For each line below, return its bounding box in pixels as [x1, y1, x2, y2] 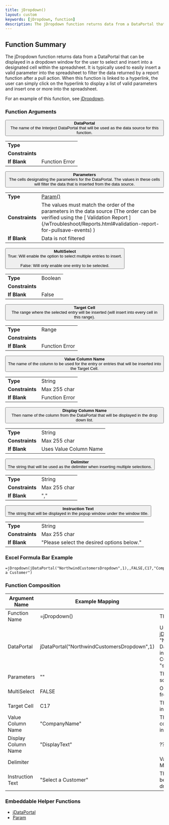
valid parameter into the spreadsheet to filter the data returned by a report [5, 70, 159, 76]
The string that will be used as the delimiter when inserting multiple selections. [8, 464, 152, 470]
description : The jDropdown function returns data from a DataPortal [5, 21, 154, 27]
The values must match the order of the [41, 202, 135, 209]
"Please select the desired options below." [41, 539, 142, 546]
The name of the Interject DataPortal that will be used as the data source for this [10, 125, 159, 131]
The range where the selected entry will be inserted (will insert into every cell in [12, 310, 157, 315]
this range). [73, 314, 96, 320]
